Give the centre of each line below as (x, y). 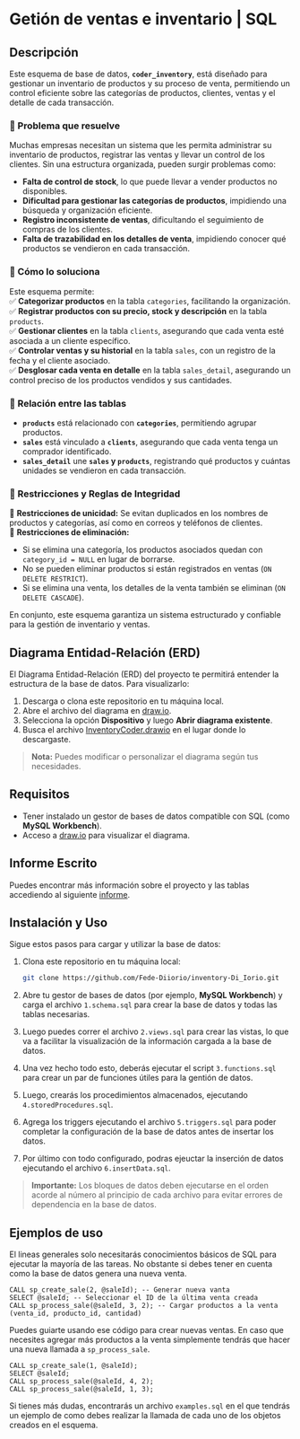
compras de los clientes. (68, 230)
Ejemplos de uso (56, 1233)
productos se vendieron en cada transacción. (106, 249)
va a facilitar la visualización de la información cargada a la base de (147, 1041)
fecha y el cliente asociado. (60, 360)
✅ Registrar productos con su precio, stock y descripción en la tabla (138, 311)
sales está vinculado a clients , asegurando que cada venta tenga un (150, 442)
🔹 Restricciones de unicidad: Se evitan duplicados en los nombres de (139, 513)
